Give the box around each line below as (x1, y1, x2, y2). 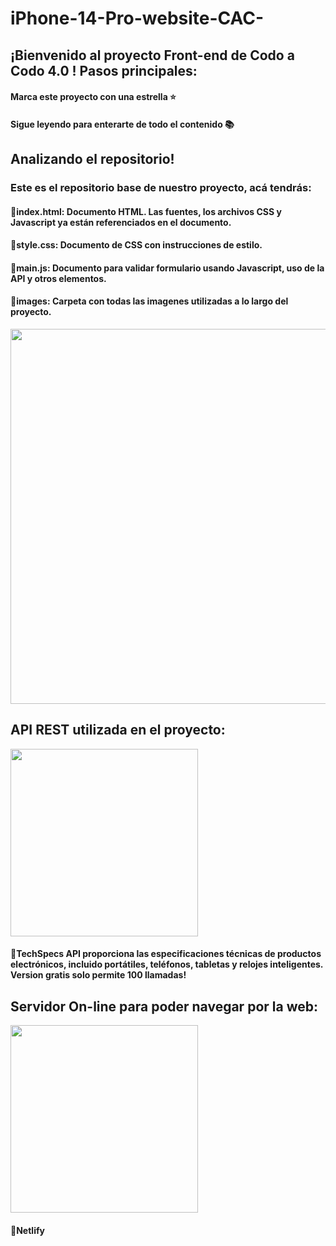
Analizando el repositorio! (10, 151, 175, 168)
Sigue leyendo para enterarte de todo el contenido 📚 (10, 118, 235, 130)
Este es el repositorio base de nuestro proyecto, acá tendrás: (10, 181, 312, 195)
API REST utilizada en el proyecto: (10, 722, 226, 739)
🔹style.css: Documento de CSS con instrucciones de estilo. (10, 239, 263, 251)
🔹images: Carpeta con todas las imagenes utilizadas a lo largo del (10, 295, 289, 307)
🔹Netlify (10, 1224, 45, 1236)
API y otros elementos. (10, 272, 107, 284)
